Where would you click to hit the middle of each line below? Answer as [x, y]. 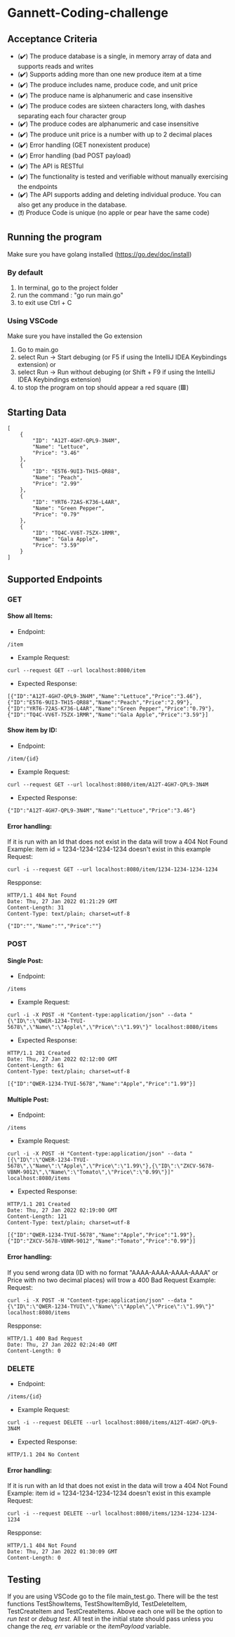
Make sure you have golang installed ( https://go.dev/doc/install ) [100, 254]
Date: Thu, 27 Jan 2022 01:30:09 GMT [62, 1552]
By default [25, 272]
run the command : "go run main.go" [70, 295]
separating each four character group [72, 116]
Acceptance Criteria [52, 39]
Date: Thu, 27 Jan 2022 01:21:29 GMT [62, 902]
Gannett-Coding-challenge [88, 13]
